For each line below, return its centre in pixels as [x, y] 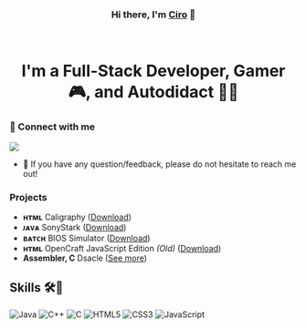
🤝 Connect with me [53, 127]
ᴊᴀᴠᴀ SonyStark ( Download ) [74, 228]
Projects [28, 197]
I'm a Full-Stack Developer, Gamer [153, 71]
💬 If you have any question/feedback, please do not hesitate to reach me [159, 164]
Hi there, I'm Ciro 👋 [153, 15]
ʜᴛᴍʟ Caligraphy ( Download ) [77, 217]
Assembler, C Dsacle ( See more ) [85, 258]
